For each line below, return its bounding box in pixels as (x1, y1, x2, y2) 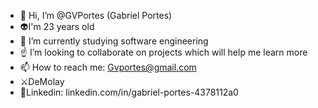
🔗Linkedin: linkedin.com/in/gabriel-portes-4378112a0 (19, 86, 239, 98)
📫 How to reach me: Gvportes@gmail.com (19, 61, 197, 73)
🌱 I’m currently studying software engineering (19, 35, 209, 47)
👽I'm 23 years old (19, 21, 95, 32)
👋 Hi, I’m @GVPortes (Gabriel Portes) (19, 10, 173, 21)
